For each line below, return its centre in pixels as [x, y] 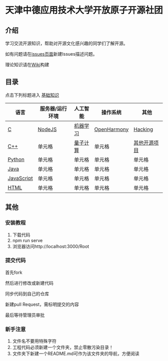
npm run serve [27, 240]
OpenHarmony [111, 129]
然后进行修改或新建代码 [29, 283]
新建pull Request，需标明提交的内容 [42, 304]
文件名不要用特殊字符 [34, 341]
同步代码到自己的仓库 [27, 293]
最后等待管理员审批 [25, 315]
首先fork [14, 272]
